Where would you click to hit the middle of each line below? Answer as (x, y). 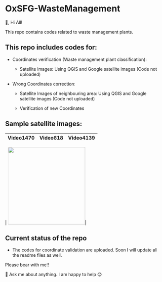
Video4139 (81, 138)
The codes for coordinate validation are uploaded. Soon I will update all (85, 250)
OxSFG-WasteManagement (63, 9)
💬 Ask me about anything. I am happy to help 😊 (54, 275)
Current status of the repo (46, 238)
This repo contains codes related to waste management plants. (69, 32)
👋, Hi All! (14, 22)
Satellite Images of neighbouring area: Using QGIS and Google (83, 93)
